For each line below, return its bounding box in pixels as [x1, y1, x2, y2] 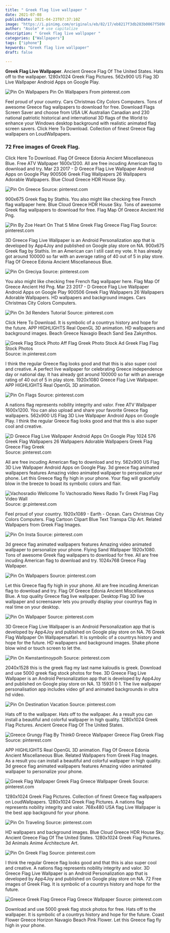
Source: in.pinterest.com [5, 350, 57, 357]
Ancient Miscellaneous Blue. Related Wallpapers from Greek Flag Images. [5, 752, 158, 758]
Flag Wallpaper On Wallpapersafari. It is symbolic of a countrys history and [5, 634, 161, 640]
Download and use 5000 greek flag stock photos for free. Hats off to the [5, 906, 156, 912]
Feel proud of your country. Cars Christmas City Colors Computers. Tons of [5, 98, 163, 104]
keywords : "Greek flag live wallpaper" [5, 45, 90, 50]
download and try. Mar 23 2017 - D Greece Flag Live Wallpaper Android [5, 166, 154, 172]
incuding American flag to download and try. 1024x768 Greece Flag [5, 557, 146, 563]
